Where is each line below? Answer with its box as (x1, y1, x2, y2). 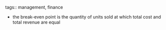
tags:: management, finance (5, 4, 63, 10)
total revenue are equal (12, 19, 61, 25)
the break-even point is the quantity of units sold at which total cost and (12, 14, 161, 19)
